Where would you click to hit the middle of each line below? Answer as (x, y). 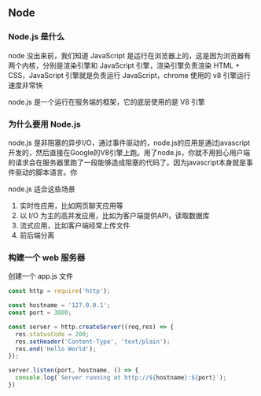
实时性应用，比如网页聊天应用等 (71, 205)
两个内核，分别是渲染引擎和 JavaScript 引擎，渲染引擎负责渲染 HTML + (124, 65)
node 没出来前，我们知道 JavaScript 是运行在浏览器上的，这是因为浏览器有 (130, 55)
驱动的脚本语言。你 (46, 172)
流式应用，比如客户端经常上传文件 (75, 225)
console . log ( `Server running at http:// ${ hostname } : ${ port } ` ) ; (121, 378)
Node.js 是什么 (37, 37)
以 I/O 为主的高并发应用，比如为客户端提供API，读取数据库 (114, 215)
